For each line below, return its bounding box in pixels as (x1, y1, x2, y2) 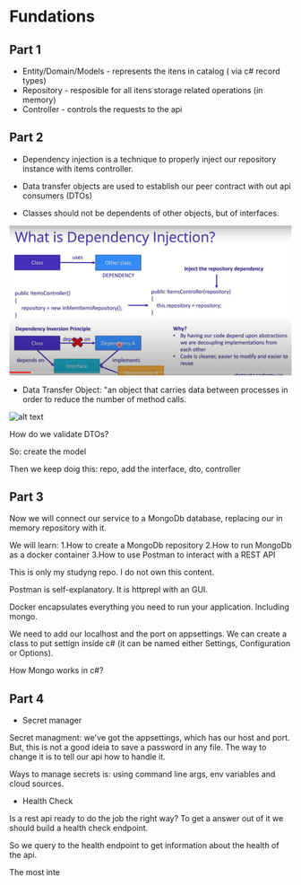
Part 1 (9, 42, 42, 57)
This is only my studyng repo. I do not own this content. (9, 567, 215, 578)
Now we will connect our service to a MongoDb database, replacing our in (9, 513, 284, 524)
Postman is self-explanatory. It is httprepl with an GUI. (9, 584, 209, 595)
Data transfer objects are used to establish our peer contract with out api (21, 180, 291, 191)
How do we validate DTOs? (9, 428, 109, 439)
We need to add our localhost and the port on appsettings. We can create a (9, 628, 288, 639)
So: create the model (9, 446, 87, 457)
